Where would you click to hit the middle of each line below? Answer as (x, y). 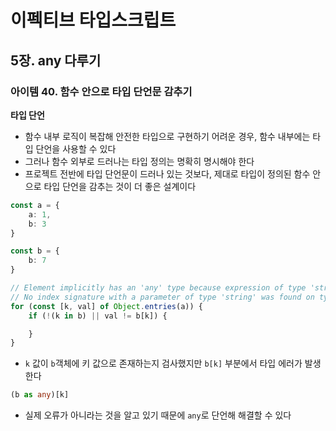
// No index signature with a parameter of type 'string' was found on (162, 297)
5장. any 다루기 (56, 60)
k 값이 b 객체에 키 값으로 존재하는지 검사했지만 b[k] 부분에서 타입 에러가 (163, 363)
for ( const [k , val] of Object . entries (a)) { (106, 306)
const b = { (35, 251)
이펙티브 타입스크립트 (93, 20)
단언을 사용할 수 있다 (76, 148)
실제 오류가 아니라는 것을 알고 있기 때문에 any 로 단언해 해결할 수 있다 (158, 415)
